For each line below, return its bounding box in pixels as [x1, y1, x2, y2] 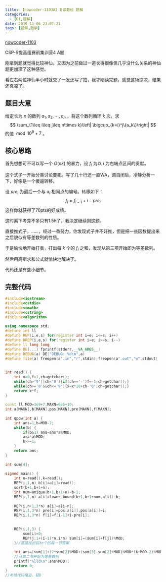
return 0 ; [14, 563, 35, 568]
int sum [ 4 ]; [5, 462, 30, 467]
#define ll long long [5, 342, 50, 347]
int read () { [5, 370, 32, 375]
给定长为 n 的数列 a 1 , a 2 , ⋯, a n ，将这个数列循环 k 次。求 [5, 113, 120, 120]
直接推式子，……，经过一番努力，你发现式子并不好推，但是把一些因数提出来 [5, 228, 160, 234]
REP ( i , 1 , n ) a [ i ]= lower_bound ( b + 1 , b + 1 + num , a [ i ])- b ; [14, 494, 121, 499]
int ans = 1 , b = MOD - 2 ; [14, 420, 54, 425]
